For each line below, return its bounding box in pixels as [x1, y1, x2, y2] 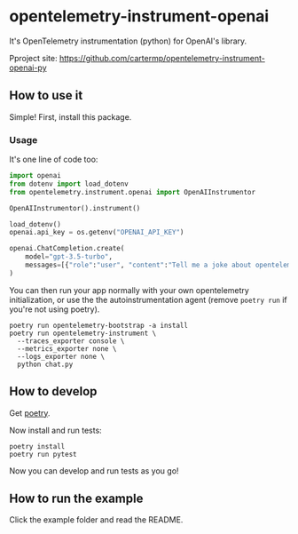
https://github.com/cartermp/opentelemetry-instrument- [59, 52, 266, 63]
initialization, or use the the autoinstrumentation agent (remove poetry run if [9, 294, 287, 305]
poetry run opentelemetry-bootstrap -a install [9, 321, 189, 330]
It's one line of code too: [9, 154, 98, 165]
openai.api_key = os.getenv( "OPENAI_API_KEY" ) [9, 228, 184, 237]
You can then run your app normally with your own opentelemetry [9, 284, 250, 295]
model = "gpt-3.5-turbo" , [25, 252, 114, 261]
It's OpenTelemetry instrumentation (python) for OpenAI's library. [9, 36, 247, 46]
